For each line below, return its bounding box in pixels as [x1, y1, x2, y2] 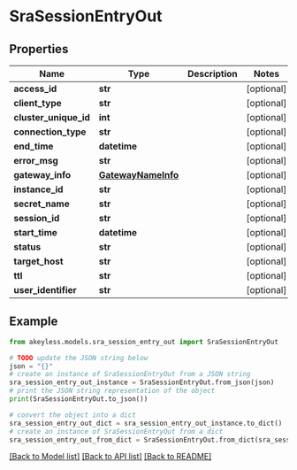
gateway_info [13, 169, 72, 181]
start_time [13, 227, 57, 238]
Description [187, 68, 239, 80]
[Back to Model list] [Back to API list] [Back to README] [9, 451, 212, 462]
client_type [13, 97, 62, 109]
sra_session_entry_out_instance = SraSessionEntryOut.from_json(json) [9, 378, 275, 387]
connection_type [13, 126, 87, 138]
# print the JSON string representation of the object [9, 387, 216, 396]
